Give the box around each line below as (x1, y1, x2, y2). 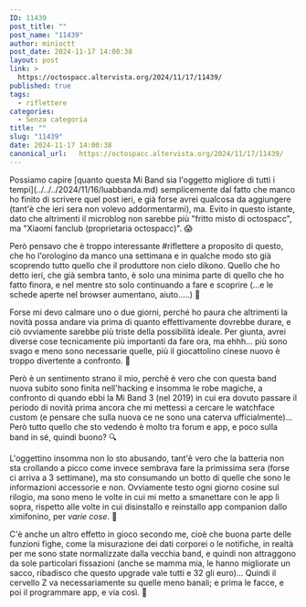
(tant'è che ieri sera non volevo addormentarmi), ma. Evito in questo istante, (9, 203, 295, 215)
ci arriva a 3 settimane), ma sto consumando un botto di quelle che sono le (9, 472, 290, 483)
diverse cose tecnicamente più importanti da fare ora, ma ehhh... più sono (9, 335, 288, 347)
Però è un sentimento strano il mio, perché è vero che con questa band (9, 372, 277, 383)
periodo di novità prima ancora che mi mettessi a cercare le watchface (9, 402, 276, 413)
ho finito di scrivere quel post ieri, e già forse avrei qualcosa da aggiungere (9, 194, 291, 204)
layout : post (9, 56, 59, 65)
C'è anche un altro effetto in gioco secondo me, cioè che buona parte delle (9, 529, 292, 539)
